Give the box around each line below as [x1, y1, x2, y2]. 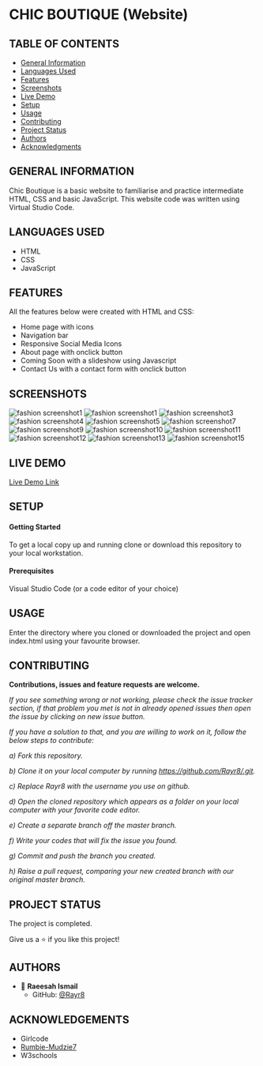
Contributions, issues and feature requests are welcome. [9, 680, 201, 689]
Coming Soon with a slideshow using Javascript [20, 356, 177, 365]
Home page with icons [20, 322, 94, 332]
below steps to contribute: [9, 736, 94, 745]
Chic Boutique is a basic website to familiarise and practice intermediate [9, 186, 244, 195]
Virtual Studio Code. [9, 202, 75, 212]
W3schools [20, 1050, 58, 1060]
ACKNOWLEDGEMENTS [9, 1013, 130, 1026]
